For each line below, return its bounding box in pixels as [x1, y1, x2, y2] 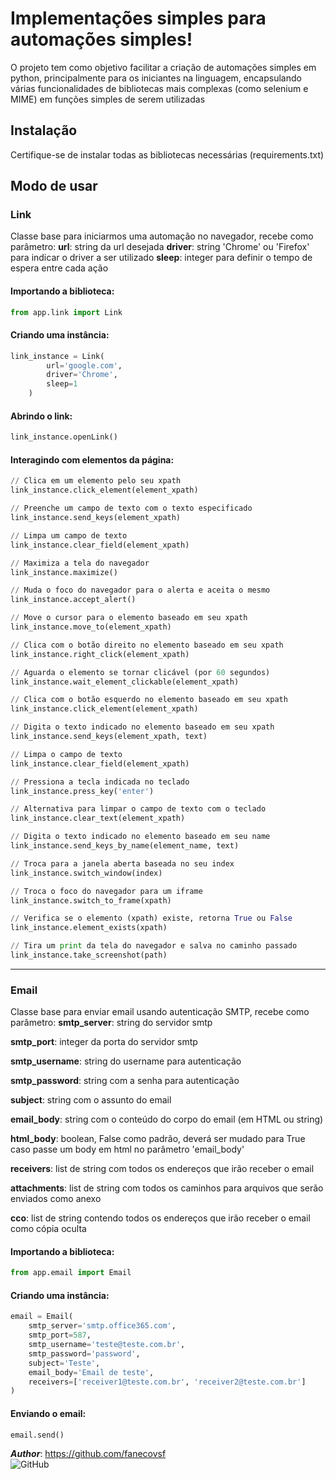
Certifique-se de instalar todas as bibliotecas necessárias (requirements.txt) [10, 148, 325, 161]
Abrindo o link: [10, 410, 73, 422]
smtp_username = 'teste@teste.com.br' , [28, 1340, 186, 1350]
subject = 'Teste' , [28, 1358, 101, 1368]
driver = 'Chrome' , [46, 370, 118, 380]
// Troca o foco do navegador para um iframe [10, 886, 203, 896]
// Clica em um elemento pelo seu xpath [10, 476, 182, 486]
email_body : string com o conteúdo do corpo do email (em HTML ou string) [10, 1113, 324, 1126]
